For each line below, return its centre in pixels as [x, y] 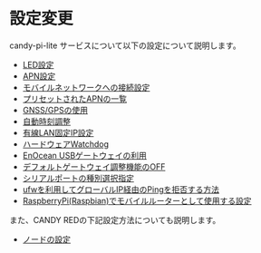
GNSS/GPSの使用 [55, 110]
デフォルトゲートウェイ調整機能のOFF [94, 166]
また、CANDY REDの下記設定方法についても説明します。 [115, 219]
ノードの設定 [46, 239]
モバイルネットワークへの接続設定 [86, 87]
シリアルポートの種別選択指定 [78, 178]
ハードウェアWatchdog [66, 144]
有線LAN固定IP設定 [58, 132]
